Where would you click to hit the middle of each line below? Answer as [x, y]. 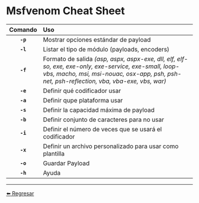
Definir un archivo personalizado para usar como [111, 146]
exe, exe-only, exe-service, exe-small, [107, 66]
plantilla [54, 153]
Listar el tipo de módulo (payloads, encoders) [106, 49]
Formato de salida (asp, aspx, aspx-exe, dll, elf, [109, 59]
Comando [23, 30]
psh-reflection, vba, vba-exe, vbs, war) [111, 81]
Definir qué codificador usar [82, 91]
